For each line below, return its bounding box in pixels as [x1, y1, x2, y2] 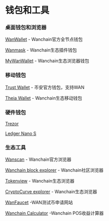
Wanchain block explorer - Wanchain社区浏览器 [5, 167, 104, 173]
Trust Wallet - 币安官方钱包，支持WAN [5, 84, 84, 90]
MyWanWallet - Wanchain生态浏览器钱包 [5, 58, 89, 64]
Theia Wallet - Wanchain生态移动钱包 [5, 95, 82, 101]
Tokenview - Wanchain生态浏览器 [5, 178, 74, 184]
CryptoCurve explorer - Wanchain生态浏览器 [5, 189, 97, 195]
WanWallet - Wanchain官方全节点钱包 [5, 36, 83, 42]
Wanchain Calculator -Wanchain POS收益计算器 [5, 210, 104, 216]
